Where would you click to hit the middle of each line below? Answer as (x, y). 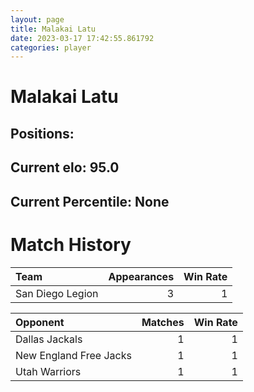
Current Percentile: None (90, 201)
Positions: (42, 133)
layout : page (37, 19)
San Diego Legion (57, 293)
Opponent (40, 322)
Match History (71, 244)
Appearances (141, 276)
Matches (163, 322)
